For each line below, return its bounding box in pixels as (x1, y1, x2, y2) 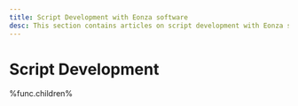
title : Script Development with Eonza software (9, 12, 189, 22)
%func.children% (9, 88, 74, 99)
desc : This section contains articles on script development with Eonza (9, 21, 284, 30)
